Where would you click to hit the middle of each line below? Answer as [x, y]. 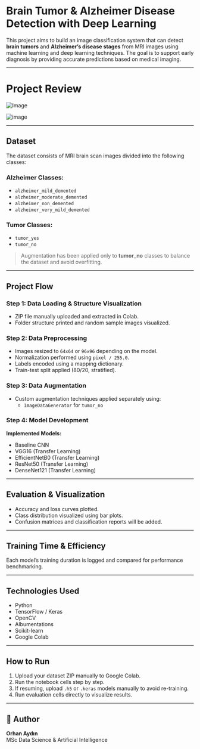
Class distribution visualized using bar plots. [69, 515]
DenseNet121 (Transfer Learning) [55, 470]
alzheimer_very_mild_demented [52, 210]
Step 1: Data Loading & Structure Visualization [74, 304]
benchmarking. [25, 567]
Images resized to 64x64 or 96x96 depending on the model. [86, 351]
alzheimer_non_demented [44, 203]
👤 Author [23, 719]
